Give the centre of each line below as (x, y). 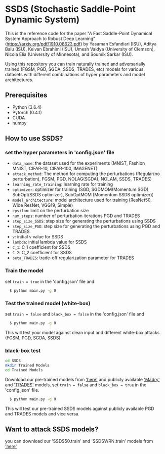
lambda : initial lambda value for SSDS (50, 242)
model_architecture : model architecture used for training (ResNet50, (82, 200)
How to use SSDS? (34, 139)
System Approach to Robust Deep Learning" (50, 39)
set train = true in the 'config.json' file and (50, 281)
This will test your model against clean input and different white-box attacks (82, 332)
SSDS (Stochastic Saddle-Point (70, 9)
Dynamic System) (42, 20)
